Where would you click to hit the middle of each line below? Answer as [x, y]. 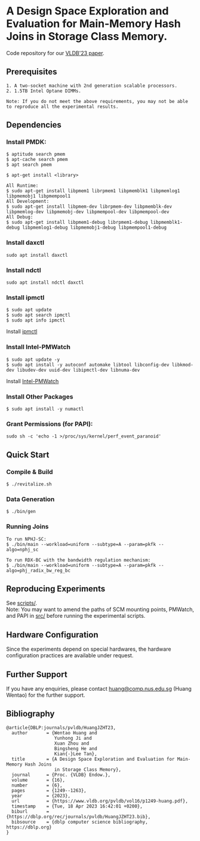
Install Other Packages [40, 396]
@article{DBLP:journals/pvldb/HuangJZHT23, [61, 728]
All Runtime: [22, 186]
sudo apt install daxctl [37, 255]
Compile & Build [30, 472]
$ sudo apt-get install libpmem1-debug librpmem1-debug [77, 223]
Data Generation [30, 499]
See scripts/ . [22, 603]
